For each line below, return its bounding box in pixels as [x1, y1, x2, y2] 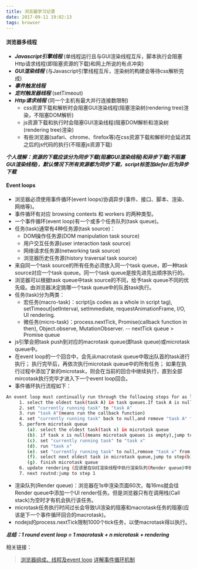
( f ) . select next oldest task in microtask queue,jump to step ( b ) [27, 454, 193, 460]
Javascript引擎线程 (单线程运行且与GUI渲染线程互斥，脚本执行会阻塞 [14, 52, 183, 59]
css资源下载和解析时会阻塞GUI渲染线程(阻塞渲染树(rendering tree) [23, 104, 184, 111]
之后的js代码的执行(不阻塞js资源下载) [23, 140, 113, 148]
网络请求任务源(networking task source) [23, 247, 120, 254]
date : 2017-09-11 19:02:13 [6, 14, 72, 20]
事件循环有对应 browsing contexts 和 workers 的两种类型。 [14, 210, 157, 217]
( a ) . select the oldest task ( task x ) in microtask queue [27, 427, 169, 433]
